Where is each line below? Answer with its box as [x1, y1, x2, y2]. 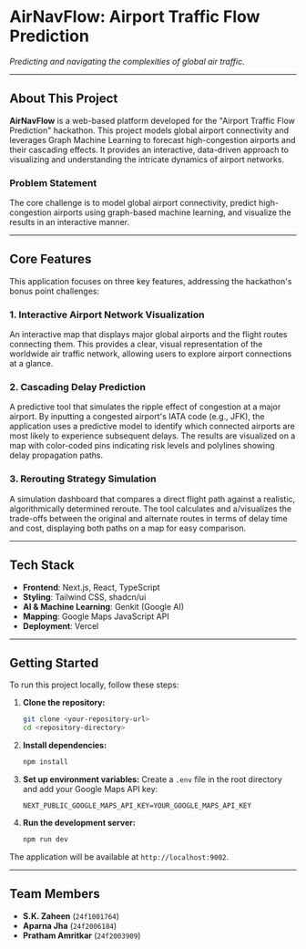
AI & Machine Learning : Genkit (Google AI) [22, 601, 185, 612]
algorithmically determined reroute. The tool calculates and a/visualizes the [9, 503, 292, 514]
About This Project [9, 91, 118, 107]
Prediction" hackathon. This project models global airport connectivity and [9, 125, 290, 136]
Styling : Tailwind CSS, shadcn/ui [22, 591, 147, 603]
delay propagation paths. [9, 449, 104, 461]
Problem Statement [9, 176, 97, 189]
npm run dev [22, 835, 68, 844]
